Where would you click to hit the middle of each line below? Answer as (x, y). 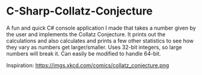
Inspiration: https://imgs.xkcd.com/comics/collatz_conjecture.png (88, 65)
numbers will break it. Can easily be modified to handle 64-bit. (84, 53)
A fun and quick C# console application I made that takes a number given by (101, 28)
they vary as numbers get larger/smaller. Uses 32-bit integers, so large (94, 47)
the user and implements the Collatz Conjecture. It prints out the (86, 34)
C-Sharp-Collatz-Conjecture (80, 11)
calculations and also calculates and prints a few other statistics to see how (100, 41)
